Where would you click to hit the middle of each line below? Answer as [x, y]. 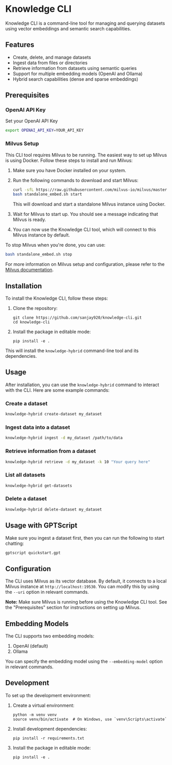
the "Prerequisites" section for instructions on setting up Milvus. [73, 608]
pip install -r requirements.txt [49, 738]
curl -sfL [23, 190]
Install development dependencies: [50, 728]
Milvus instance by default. [41, 235]
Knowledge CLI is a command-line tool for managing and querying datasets [85, 23]
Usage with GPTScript [42, 526]
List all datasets [25, 475]
